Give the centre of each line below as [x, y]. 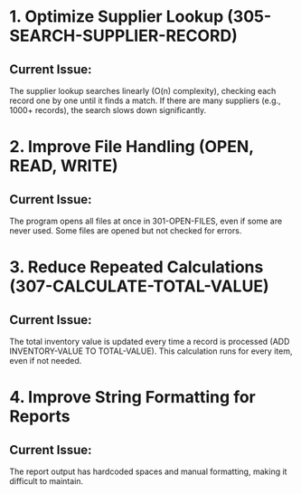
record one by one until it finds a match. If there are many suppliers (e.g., [146, 100]
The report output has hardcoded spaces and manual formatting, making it [148, 471]
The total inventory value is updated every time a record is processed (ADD [150, 342]
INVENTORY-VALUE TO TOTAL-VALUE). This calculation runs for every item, [151, 351]
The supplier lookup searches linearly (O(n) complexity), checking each [143, 91]
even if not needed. [46, 361]
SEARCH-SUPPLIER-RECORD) [123, 36]
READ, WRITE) [64, 166]
